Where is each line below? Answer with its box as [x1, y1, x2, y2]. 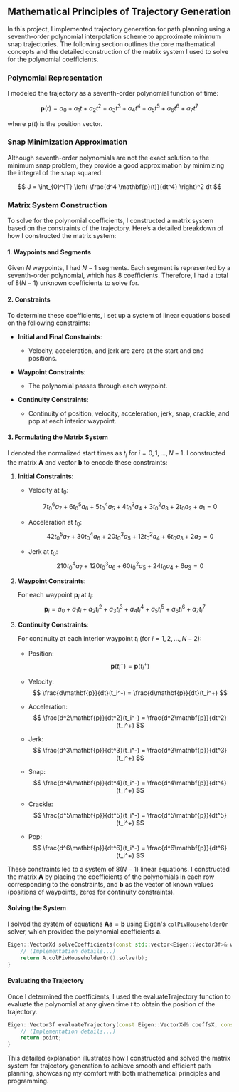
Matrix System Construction [7, 200, 107, 210]
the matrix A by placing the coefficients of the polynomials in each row [7, 872, 215, 881]
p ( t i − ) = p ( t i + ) [110, 661, 150, 672]
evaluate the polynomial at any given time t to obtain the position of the [7, 999, 216, 1008]
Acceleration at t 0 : [28, 517, 83, 528]
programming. [7, 1076, 49, 1086]
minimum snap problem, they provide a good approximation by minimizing [7, 160, 225, 170]
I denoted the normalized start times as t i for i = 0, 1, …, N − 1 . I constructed [7, 448, 225, 459]
